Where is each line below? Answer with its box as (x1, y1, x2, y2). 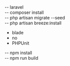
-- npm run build (4, 55, 38, 61)
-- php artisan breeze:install (4, 20, 62, 26)
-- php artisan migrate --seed (4, 15, 66, 20)
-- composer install (4, 9, 44, 15)
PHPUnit (11, 40, 29, 46)
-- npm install (4, 50, 33, 56)
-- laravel (4, 4, 24, 10)
